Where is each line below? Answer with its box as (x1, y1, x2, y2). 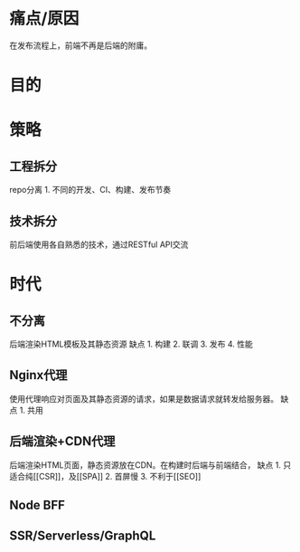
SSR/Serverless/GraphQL (9, 528, 156, 544)
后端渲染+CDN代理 (9, 433, 116, 449)
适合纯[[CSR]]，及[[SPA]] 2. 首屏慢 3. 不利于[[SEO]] (9, 471, 202, 481)
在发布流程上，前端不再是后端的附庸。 (9, 40, 152, 51)
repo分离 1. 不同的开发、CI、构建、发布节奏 (9, 185, 172, 195)
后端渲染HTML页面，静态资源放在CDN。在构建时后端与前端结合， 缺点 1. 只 (9, 459, 292, 471)
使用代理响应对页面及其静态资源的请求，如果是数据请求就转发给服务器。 (9, 393, 278, 404)
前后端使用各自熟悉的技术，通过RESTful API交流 (9, 239, 189, 250)
